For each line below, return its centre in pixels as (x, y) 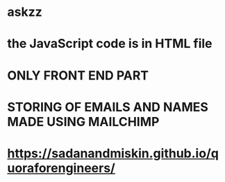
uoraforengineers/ (61, 168)
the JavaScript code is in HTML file (110, 44)
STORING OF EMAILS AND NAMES (108, 107)
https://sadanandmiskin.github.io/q (113, 153)
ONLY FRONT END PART (78, 75)
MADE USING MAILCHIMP (83, 121)
